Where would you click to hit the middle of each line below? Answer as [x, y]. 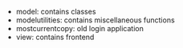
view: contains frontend [55, 37]
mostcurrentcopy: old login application [80, 28]
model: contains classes [56, 12]
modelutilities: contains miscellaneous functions [95, 20]
